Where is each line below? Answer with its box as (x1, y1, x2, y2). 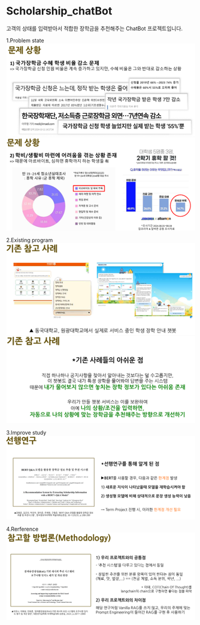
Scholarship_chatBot (6, 4, 113, 18)
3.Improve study (6, 429, 47, 436)
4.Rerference (6, 525, 39, 533)
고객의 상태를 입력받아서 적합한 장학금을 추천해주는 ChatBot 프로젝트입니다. (6, 25, 183, 32)
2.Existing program (6, 237, 53, 244)
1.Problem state (6, 37, 44, 44)
